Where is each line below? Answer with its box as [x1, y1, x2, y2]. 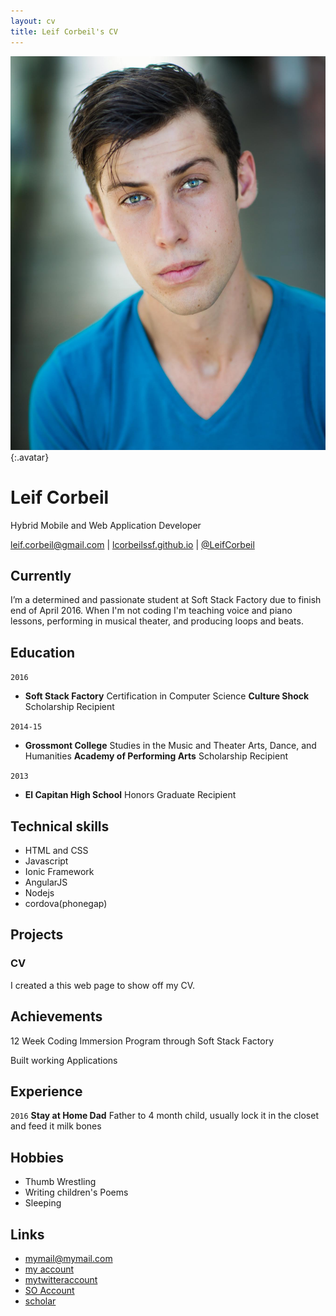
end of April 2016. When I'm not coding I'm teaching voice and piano [10, 605, 293, 617]
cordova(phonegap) [24, 898, 108, 910]
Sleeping [24, 1197, 62, 1209]
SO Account [24, 1284, 75, 1296]
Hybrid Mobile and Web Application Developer [10, 519, 202, 531]
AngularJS [24, 876, 68, 889]
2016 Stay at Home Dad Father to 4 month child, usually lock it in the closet [10, 1110, 319, 1122]
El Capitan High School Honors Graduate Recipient [24, 789, 237, 801]
